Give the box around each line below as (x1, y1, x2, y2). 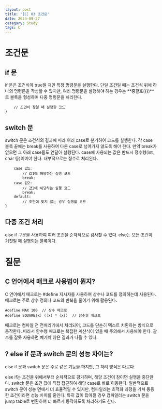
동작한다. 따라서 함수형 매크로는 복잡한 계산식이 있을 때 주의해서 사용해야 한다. (5, 328, 152, 334)
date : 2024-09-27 (5, 16, 40, 21)
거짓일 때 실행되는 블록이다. (5, 238, 57, 244)
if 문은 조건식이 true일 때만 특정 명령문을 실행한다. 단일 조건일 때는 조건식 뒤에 (5, 82, 152, 88)
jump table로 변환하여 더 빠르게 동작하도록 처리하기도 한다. (5, 398, 117, 404)
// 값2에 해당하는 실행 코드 (22, 185, 71, 191)
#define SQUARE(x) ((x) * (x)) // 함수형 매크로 (5, 313, 101, 318)
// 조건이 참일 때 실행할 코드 (14, 105, 66, 110)
